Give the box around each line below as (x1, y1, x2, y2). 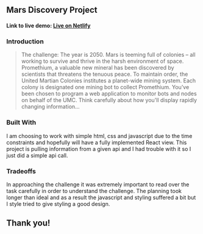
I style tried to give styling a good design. (6, 200, 110, 207)
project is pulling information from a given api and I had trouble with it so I (6, 145, 191, 152)
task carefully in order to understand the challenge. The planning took (6, 187, 182, 194)
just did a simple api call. (6, 152, 68, 159)
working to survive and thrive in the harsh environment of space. (21, 57, 184, 65)
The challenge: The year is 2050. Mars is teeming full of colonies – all (21, 51, 196, 59)
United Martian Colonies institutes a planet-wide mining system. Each (21, 77, 196, 84)
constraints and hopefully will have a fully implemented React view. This (6, 139, 187, 146)
